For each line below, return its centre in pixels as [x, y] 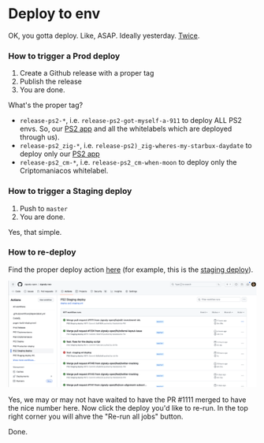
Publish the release [51, 82]
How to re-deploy [42, 252]
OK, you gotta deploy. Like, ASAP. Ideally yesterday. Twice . [104, 35]
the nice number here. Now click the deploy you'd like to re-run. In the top [128, 408]
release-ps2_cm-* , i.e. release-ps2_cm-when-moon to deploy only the [128, 162]
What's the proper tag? [46, 105]
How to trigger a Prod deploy [64, 56]
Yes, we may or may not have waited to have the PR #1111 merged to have [127, 400]
